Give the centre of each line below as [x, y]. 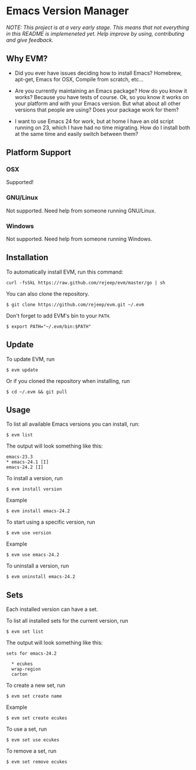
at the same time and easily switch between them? [76, 134]
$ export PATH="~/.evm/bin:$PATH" [49, 327]
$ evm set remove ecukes [37, 762]
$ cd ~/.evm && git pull [37, 392]
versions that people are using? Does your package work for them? [97, 110]
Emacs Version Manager [68, 11]
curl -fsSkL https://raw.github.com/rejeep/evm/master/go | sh [86, 283]
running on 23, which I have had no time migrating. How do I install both [102, 127]
